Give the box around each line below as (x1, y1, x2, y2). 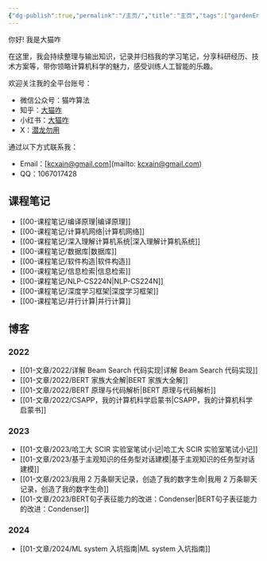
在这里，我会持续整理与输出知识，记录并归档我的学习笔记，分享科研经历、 (8, 51, 252, 60)
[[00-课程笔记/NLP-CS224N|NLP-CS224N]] (19, 276, 164, 286)
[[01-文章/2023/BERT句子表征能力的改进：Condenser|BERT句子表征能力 (19, 494, 257, 504)
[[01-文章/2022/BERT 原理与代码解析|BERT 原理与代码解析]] (19, 385, 216, 395)
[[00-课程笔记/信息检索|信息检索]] (19, 267, 131, 276)
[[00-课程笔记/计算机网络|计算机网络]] (19, 227, 145, 236)
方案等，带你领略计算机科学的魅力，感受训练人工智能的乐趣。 (14, 61, 217, 71)
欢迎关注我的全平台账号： (8, 78, 92, 88)
